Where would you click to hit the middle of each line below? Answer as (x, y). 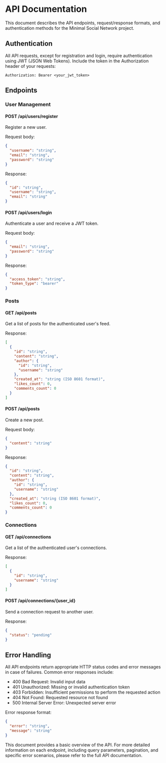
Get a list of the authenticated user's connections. (56, 548)
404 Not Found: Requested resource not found (60, 698)
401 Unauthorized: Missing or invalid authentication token (71, 687)
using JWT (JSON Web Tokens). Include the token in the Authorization (77, 61)
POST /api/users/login (28, 212)
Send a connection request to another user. (50, 611)
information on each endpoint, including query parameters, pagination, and (82, 750)
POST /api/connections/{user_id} (40, 601)
